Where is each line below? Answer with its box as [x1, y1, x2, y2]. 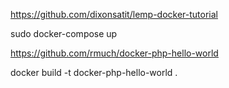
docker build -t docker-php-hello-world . [10, 67, 178, 78]
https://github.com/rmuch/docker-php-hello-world [10, 47, 219, 59]
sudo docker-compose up [10, 28, 118, 39]
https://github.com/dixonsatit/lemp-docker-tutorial [10, 9, 218, 20]
